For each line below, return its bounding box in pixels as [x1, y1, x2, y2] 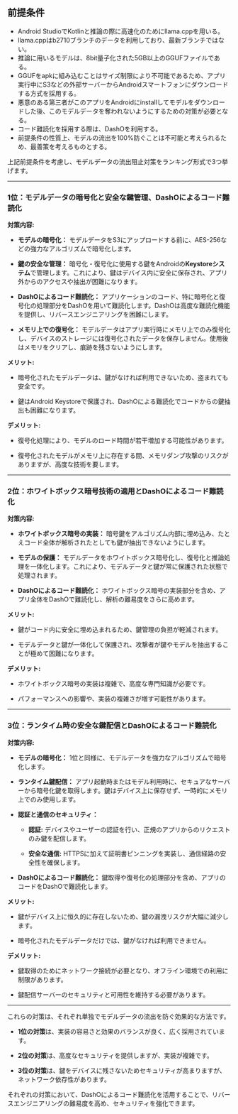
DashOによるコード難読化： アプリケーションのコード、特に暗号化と [17, 293, 220, 301]
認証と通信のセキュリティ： [17, 810, 98, 819]
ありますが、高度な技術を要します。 [17, 460, 123, 469]
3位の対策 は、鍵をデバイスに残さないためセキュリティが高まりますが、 [17, 1066, 227, 1074]
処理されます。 [17, 571, 62, 580]
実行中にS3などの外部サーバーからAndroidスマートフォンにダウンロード [17, 80, 229, 89]
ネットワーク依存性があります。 [17, 1075, 111, 1083]
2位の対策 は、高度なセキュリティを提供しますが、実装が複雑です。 [17, 1051, 214, 1059]
